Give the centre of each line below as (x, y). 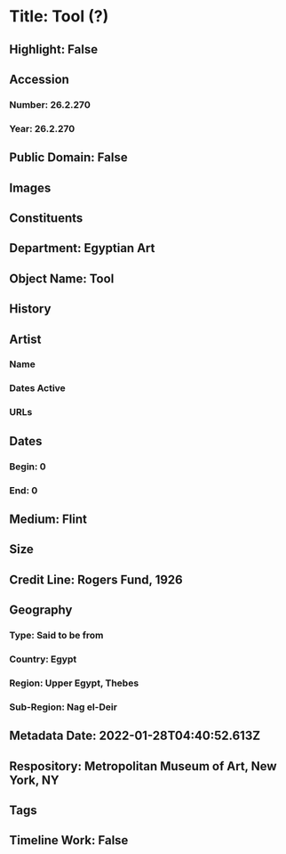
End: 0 (24, 490)
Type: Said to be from (56, 636)
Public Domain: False (68, 158)
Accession (39, 79)
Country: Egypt (43, 659)
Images (30, 187)
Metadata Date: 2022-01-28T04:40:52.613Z (135, 736)
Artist (25, 339)
